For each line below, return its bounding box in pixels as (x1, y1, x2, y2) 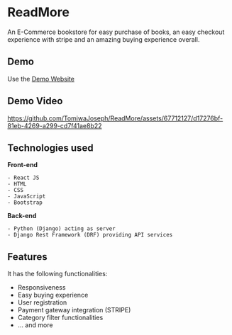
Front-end (7, 161, 38, 169)
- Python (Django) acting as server (7, 225, 116, 232)
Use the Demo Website (7, 74, 74, 83)
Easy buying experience (17, 291, 89, 300)
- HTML (7, 181, 27, 188)
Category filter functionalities (17, 313, 104, 322)
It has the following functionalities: (7, 270, 108, 278)
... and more (17, 321, 53, 329)
